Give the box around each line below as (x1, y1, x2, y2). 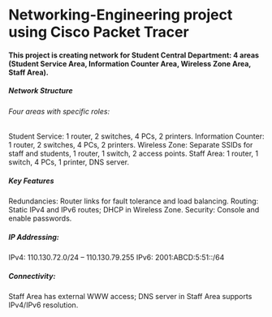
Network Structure (8, 86, 73, 96)
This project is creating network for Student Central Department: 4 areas (8, 50, 260, 60)
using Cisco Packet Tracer (8, 23, 189, 41)
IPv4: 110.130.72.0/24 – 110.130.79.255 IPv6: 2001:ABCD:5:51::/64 (8, 253, 225, 263)
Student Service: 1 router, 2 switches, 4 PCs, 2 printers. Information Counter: (8, 131, 265, 141)
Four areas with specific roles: (8, 106, 110, 116)
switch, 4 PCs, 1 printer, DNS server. (8, 157, 130, 167)
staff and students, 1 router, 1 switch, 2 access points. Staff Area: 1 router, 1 (8, 148, 258, 159)
